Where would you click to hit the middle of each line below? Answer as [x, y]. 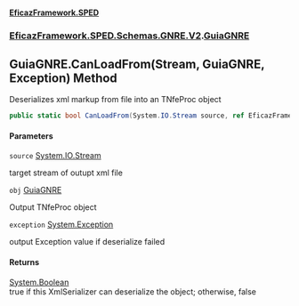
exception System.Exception [61, 225]
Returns [24, 262]
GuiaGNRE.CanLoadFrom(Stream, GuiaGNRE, [137, 64]
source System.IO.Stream [55, 156]
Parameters [31, 136]
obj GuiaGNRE [36, 190]
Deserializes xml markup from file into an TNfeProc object [115, 100]
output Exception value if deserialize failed [87, 242]
